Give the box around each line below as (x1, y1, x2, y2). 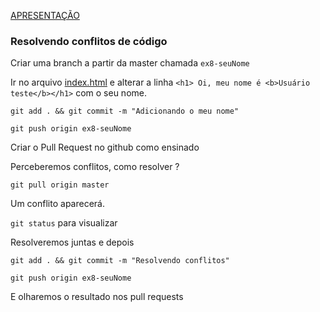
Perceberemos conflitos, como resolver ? (10, 161, 180, 173)
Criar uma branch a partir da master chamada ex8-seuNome (10, 57, 250, 69)
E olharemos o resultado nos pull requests (10, 291, 184, 303)
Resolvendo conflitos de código (10, 34, 168, 48)
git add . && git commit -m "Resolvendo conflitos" (10, 256, 230, 266)
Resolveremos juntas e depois (10, 236, 135, 249)
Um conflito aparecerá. (10, 198, 105, 210)
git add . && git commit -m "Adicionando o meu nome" (10, 106, 240, 117)
